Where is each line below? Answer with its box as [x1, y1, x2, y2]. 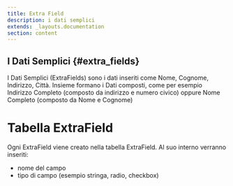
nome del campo [17, 164, 66, 172]
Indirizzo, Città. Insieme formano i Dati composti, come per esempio [7, 81, 203, 90]
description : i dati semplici [7, 17, 96, 24]
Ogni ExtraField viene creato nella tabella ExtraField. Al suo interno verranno [7, 143, 227, 151]
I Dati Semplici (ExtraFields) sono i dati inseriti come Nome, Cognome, [7, 74, 209, 82]
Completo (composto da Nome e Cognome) [7, 96, 133, 104]
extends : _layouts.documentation [7, 23, 105, 30]
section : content [7, 29, 58, 37]
